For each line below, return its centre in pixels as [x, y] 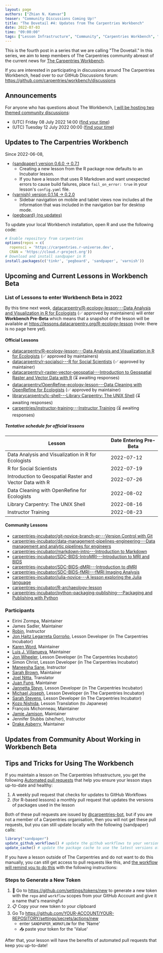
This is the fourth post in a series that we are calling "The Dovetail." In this [79, 50]
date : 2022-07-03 [23, 28]
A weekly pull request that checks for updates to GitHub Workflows [79, 795]
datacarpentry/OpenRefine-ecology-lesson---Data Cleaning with [77, 384]
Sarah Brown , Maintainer [37, 673]
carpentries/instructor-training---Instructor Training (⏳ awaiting [75, 408]
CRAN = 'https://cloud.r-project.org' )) [51, 252]
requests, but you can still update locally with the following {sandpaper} [77, 825]
